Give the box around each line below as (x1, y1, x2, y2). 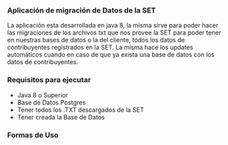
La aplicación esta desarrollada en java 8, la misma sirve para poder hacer (7, 21, 219, 30)
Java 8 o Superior (17, 90, 68, 99)
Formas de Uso (7, 130, 59, 139)
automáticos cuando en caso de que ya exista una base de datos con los (7, 50, 215, 59)
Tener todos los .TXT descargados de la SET (17, 106, 144, 114)
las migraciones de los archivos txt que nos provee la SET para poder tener (7, 28, 222, 37)
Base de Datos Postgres (17, 98, 86, 106)
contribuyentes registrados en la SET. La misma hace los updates (7, 43, 193, 52)
